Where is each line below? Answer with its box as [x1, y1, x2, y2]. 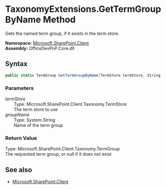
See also [5, 165, 32, 174]
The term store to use [14, 106, 58, 112]
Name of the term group [14, 122, 63, 128]
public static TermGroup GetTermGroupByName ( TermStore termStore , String [5, 73, 161, 78]
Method [43, 14, 76, 25]
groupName [5, 112, 30, 118]
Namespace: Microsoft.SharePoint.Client [5, 40, 89, 46]
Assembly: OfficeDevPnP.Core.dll [5, 45, 75, 51]
